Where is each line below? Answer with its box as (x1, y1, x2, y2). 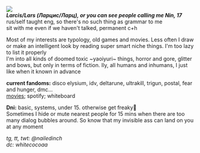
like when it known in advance (6, 68, 81, 75)
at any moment (6, 123, 44, 130)
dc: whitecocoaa (6, 141, 48, 148)
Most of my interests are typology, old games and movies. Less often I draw (6, 36, 194, 43)
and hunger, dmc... (6, 86, 53, 93)
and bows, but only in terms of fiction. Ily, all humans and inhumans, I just (6, 62, 188, 68)
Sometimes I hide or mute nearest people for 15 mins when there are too (6, 110, 185, 117)
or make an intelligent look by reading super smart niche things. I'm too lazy (6, 43, 194, 49)
